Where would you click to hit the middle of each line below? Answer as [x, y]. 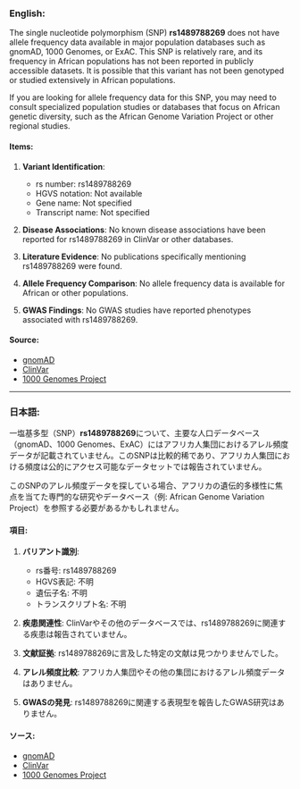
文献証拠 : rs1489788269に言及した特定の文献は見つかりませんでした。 [153, 653]
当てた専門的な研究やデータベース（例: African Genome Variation [145, 497]
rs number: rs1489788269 [83, 184]
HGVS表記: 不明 [64, 582]
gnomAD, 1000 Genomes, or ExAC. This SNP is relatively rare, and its [136, 52]
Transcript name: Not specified [92, 212]
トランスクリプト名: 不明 [81, 604]
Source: [25, 340]
